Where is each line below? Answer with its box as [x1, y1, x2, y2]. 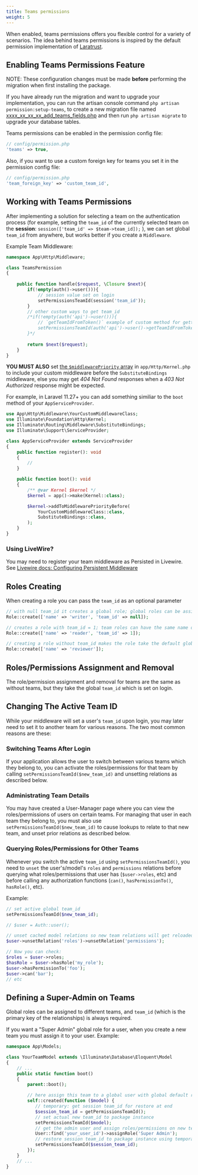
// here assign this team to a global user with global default [27, 1092, 189, 1098]
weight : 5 [6, 14, 31, 20]
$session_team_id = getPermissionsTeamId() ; [35, 1108, 146, 1115]
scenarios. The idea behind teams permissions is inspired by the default [6, 37, 181, 44]
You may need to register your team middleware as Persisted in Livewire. [6, 558, 183, 565]
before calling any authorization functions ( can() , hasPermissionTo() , [6, 877, 173, 884]
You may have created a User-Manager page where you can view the [6, 805, 175, 812]
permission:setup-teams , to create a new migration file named [6, 106, 156, 113]
